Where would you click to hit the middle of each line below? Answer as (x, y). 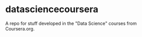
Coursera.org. (20, 28)
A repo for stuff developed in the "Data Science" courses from (71, 23)
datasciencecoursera (52, 9)
